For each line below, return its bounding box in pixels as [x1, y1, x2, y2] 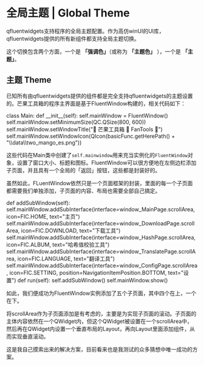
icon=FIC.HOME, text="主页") [6, 212, 80, 220]
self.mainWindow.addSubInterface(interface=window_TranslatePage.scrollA [6, 248, 196, 255]
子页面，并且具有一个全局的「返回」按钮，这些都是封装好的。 [6, 166, 161, 174]
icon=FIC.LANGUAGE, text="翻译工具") [17, 255, 115, 262]
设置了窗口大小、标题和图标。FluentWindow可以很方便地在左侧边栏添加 [16, 159, 197, 166]
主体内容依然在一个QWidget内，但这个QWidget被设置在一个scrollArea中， [6, 317, 193, 325]
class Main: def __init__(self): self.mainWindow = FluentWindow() [6, 112, 168, 119]
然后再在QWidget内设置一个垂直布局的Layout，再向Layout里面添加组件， [6, 325, 190, 332]
